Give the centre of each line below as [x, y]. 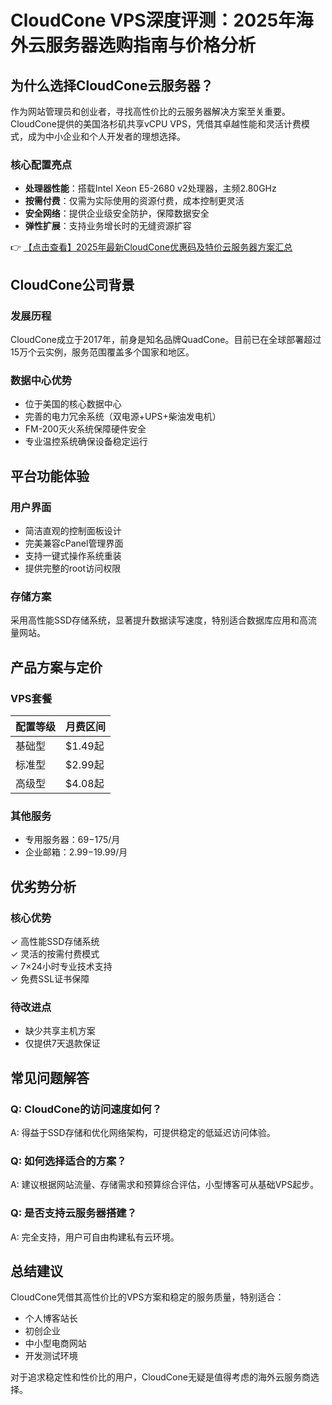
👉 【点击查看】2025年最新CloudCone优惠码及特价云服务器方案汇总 [151, 247]
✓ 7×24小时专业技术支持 [61, 966]
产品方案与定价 [56, 667]
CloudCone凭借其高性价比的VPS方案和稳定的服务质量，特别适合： [147, 1297]
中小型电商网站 [55, 1343]
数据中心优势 [41, 380]
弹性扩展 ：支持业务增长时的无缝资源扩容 [108, 226]
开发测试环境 [51, 1356]
